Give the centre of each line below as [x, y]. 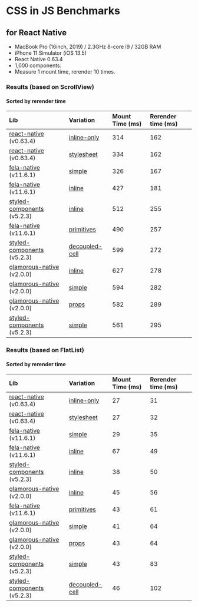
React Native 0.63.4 [39, 59]
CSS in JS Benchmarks [63, 11]
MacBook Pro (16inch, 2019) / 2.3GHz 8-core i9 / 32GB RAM [88, 47]
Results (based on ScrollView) [50, 87]
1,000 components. [38, 65]
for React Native [37, 33]
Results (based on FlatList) [45, 350]
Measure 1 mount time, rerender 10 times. [65, 72]
